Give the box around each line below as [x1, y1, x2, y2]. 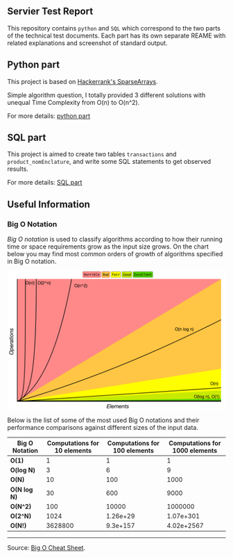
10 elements [54, 446, 92, 454]
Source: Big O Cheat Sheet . [7, 543, 85, 551]
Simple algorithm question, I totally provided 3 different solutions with [7, 90, 206, 99]
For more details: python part [7, 111, 90, 120]
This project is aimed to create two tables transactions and [7, 150, 177, 158]
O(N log [10, 485, 33, 494]
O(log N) [10, 466, 36, 474]
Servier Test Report [7, 6, 94, 17]
